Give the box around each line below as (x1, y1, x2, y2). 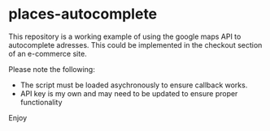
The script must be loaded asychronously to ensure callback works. (20, 80, 248, 90)
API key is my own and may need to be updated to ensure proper (20, 88, 238, 98)
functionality (20, 97, 63, 107)
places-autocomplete (8, 5, 158, 23)
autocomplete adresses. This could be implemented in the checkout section (8, 40, 263, 49)
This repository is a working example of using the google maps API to (8, 32, 242, 41)
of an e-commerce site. (8, 49, 87, 58)
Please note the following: (8, 64, 95, 74)
